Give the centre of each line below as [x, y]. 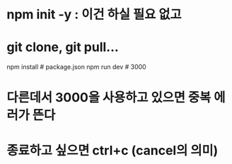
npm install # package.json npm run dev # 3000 [76, 67]
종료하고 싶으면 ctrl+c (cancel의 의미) [112, 150]
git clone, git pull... [63, 47]
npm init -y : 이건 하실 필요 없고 [94, 14]
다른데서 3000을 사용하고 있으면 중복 [109, 98]
